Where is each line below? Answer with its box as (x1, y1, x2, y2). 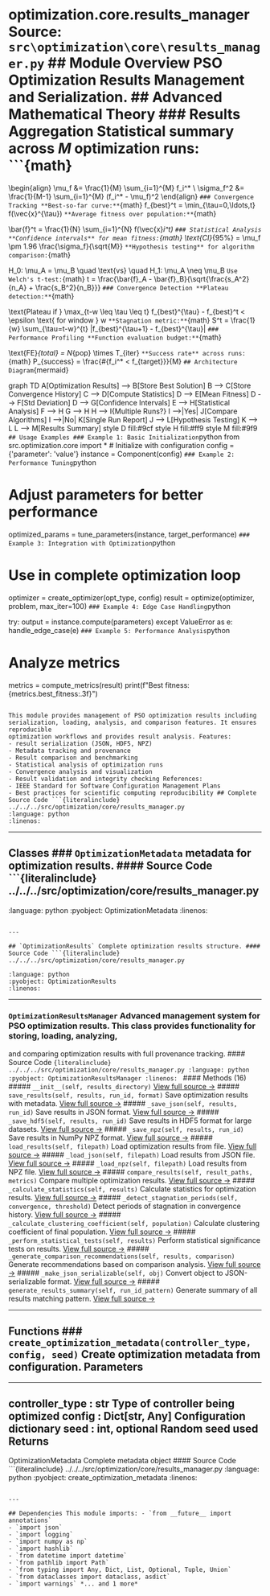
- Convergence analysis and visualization (8, 767, 153, 775)
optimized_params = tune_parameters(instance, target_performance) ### (8, 529, 251, 539)
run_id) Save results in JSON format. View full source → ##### (8, 1107, 219, 1117)
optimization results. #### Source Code (8, 859, 213, 873)
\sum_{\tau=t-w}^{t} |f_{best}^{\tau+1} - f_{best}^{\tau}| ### (22, 323, 219, 333)
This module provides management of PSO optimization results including (8, 711, 257, 719)
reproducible (8, 726, 52, 734)
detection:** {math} (8, 291, 75, 301)
